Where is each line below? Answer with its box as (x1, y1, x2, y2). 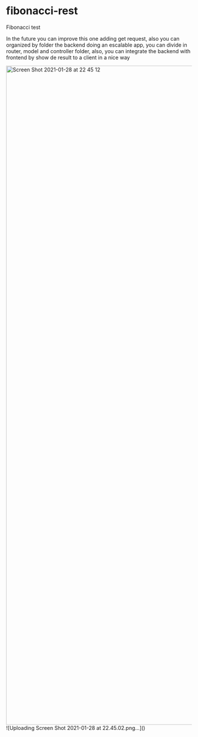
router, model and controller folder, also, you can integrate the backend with (6, 47, 191, 54)
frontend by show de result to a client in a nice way (6, 54, 130, 61)
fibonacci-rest (6, 4, 78, 18)
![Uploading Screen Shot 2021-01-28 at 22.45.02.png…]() (6, 724, 146, 731)
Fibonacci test (6, 24, 41, 31)
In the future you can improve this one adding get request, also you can (6, 35, 180, 42)
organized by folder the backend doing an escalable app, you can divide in (6, 41, 187, 48)
